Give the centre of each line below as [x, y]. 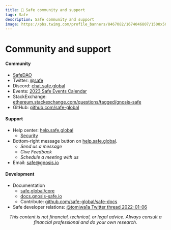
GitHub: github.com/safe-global [46, 107]
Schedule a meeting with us [49, 157]
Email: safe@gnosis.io [36, 162]
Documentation [29, 185]
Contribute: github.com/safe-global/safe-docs [69, 202]
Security [29, 136]
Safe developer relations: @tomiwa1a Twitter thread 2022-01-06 [80, 207]
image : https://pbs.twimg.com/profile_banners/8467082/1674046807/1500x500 [87, 24]
